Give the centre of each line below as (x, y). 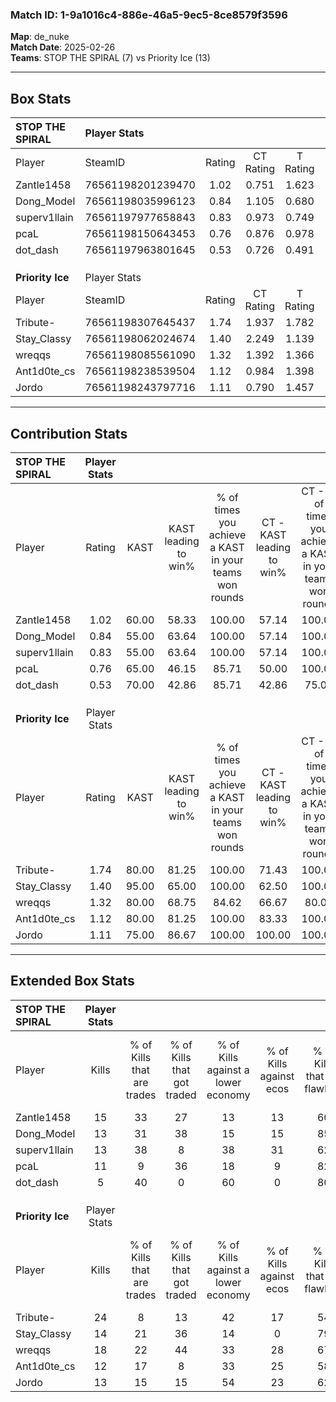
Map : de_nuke (40, 37)
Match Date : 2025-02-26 (63, 47)
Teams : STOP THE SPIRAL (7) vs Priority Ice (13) (110, 58)
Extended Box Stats (72, 981)
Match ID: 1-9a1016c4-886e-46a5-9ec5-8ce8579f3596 (149, 15)
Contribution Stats (69, 433)
